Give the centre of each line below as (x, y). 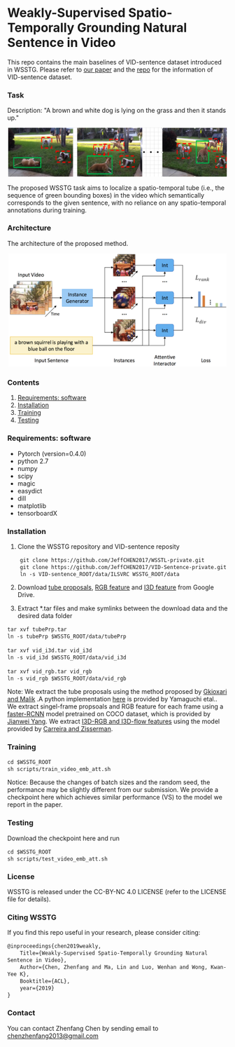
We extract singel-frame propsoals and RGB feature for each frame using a (115, 706)
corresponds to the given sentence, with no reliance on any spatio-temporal (117, 203)
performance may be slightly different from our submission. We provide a (113, 790)
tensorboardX (37, 513)
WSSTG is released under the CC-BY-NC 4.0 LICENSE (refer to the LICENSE (117, 891)
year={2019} (37, 988)
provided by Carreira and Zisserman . (60, 729)
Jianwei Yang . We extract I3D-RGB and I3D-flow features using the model (114, 721)
